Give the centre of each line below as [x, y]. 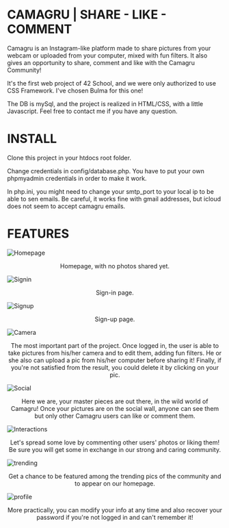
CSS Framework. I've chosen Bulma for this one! [75, 90]
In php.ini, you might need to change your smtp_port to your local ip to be [110, 191]
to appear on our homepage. [115, 483]
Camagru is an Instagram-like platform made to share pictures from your [109, 48]
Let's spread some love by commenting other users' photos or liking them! [115, 442]
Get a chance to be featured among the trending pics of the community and [115, 476]
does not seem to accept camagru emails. [66, 206]
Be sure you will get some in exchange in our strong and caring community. [115, 449]
